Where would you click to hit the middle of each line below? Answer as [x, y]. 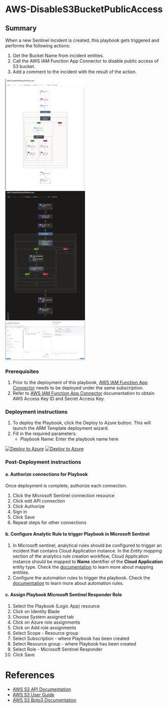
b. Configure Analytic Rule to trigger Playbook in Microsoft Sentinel [77, 534]
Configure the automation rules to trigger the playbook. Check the [81, 577]
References [30, 675]
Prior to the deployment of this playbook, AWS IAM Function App [80, 383]
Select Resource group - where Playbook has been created [74, 644]
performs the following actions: [38, 46]
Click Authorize [29, 506]
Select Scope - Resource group [45, 633]
